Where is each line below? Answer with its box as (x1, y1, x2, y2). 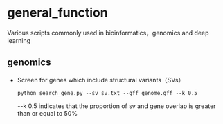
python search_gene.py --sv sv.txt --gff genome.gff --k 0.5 (17, 89, 198, 96)
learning (7, 36, 31, 44)
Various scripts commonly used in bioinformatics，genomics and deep (7, 28, 209, 37)
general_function (7, 5, 109, 21)
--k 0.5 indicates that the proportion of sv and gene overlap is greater (17, 102, 216, 110)
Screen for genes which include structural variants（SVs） (17, 76, 185, 84)
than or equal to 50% (17, 109, 78, 117)
